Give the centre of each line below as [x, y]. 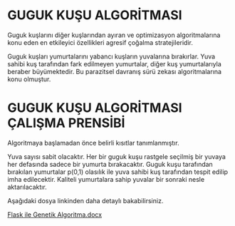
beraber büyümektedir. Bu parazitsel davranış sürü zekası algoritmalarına [115, 71]
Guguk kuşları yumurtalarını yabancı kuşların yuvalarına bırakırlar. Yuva [111, 56]
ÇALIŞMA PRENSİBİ [66, 123]
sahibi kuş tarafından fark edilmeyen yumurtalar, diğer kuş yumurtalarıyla [115, 63]
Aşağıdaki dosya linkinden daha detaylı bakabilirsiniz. [85, 200]
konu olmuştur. [29, 79]
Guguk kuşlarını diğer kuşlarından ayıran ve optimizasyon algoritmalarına [114, 35]
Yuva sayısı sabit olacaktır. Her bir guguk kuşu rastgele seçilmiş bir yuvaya [117, 156]
